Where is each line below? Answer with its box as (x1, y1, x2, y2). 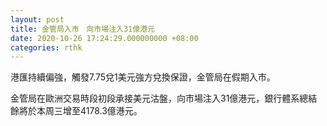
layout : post (10, 14, 65, 25)
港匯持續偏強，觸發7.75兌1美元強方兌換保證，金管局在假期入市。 (10, 71, 276, 83)
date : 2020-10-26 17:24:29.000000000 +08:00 (10, 33, 199, 43)
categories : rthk (10, 42, 83, 53)
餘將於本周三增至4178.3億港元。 (10, 105, 143, 117)
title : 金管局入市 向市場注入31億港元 (10, 24, 155, 34)
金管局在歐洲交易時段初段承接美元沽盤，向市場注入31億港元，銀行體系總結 (10, 92, 318, 105)
